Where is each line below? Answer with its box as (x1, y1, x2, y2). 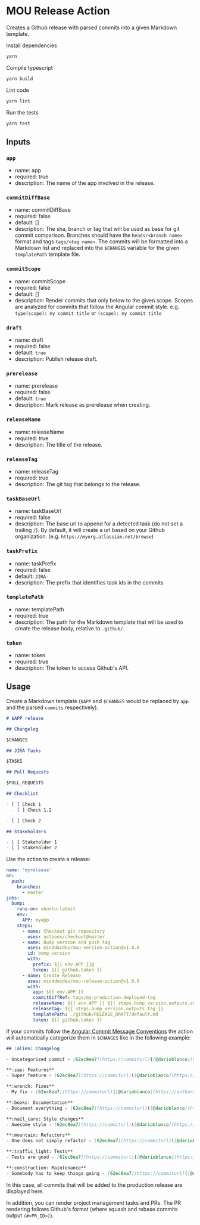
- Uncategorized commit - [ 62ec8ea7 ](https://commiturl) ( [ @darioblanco (6, 1056, 187, 1062)
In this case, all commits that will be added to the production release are (6, 1181, 183, 1188)
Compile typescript (6, 64, 54, 71)
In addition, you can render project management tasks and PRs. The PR (6, 1199, 182, 1206)
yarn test (6, 120, 31, 126)
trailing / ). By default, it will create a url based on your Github (14, 527, 165, 534)
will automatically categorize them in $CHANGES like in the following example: (6, 1034, 191, 1041)
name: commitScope (14, 277, 66, 284)
